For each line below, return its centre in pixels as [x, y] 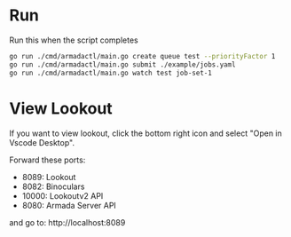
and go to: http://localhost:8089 [67, 222]
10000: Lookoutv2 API [63, 195]
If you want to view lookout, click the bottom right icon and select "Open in [145, 133]
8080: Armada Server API [69, 205]
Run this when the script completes [74, 40]
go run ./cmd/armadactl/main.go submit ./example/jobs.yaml [123, 64]
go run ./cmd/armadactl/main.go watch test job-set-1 [111, 73]
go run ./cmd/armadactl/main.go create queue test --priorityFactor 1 [142, 56]
